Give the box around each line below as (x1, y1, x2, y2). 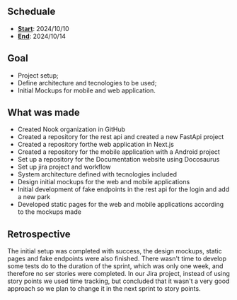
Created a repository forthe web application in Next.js (17, 140, 175, 149)
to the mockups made (17, 208, 81, 216)
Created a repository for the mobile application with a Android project (17, 148, 221, 156)
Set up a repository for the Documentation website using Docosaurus (17, 155, 220, 164)
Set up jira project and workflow (17, 162, 111, 172)
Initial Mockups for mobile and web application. (17, 86, 156, 95)
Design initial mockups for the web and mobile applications (17, 178, 190, 186)
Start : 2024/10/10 (17, 24, 69, 32)
